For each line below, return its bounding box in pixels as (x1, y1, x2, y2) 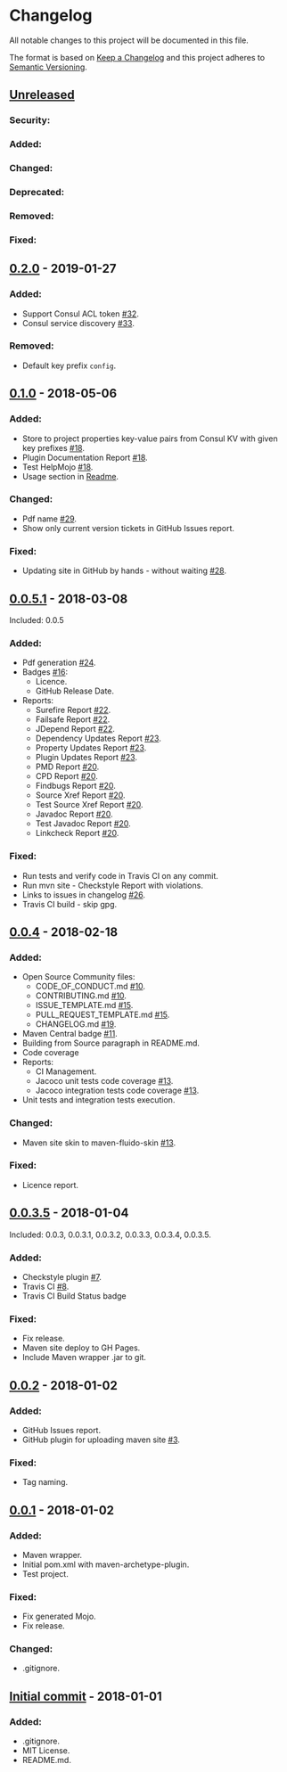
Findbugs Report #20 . (35, 781, 116, 792)
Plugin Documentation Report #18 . (21, 452, 149, 463)
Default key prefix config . (21, 360, 117, 371)
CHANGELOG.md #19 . (35, 1019, 117, 1030)
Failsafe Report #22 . (35, 714, 111, 725)
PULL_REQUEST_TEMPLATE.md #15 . (35, 1009, 170, 1021)
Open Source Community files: (21, 972, 135, 982)
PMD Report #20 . (35, 761, 100, 772)
